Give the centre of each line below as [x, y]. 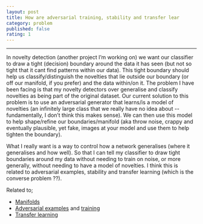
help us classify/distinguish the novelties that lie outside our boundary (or [98, 77]
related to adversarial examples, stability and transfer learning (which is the [100, 172]
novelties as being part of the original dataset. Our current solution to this [98, 96]
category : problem [29, 23]
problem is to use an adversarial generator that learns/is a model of [90, 102]
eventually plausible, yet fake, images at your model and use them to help [98, 128]
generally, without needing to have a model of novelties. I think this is [92, 166]
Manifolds [27, 202]
